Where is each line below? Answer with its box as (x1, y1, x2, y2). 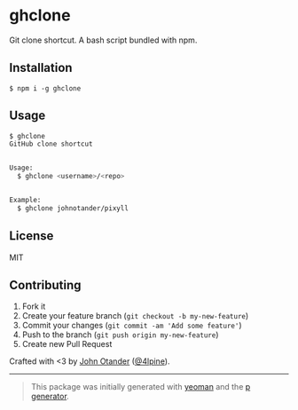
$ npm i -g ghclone (9, 83, 82, 93)
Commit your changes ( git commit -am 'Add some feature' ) (21, 320, 242, 331)
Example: (9, 196, 42, 205)
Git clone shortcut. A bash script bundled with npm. (9, 35, 198, 45)
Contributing (9, 278, 82, 293)
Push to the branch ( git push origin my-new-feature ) (21, 329, 219, 340)
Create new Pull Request (21, 339, 113, 350)
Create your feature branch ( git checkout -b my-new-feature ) (21, 311, 249, 321)
